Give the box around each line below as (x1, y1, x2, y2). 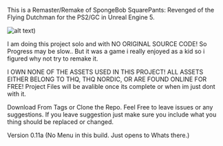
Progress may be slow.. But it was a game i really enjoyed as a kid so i (7, 48, 205, 55)
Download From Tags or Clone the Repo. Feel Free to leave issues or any (7, 103, 213, 111)
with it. (7, 90, 26, 98)
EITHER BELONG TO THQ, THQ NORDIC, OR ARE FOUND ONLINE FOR (7, 75, 207, 83)
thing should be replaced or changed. (7, 118, 114, 126)
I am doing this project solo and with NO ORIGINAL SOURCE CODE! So (7, 40, 207, 48)
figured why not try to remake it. (7, 54, 98, 63)
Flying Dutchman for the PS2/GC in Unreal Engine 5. (7, 13, 155, 21)
